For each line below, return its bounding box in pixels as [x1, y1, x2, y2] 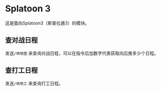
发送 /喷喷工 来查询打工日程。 [5, 80, 63, 86]
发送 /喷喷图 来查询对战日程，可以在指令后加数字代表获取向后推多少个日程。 [5, 50, 159, 56]
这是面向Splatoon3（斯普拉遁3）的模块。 [5, 20, 90, 26]
